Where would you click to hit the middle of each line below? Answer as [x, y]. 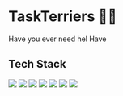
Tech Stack [37, 64]
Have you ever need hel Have [57, 39]
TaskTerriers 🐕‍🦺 [63, 17]
